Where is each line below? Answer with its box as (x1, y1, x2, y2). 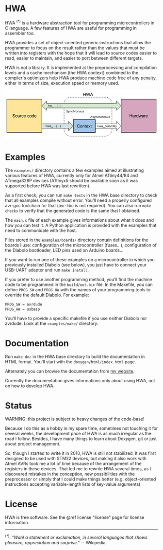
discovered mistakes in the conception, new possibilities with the (5, 471, 135, 477)
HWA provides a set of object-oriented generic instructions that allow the (5, 39, 151, 45)
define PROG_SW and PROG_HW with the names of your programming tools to (5, 287, 151, 293)
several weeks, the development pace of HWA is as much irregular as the (5, 431, 152, 437)
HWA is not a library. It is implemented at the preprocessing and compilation (5, 64, 157, 71)
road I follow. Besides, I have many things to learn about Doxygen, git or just (5, 436, 157, 442)
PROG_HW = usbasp (5, 307, 40, 312)
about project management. (5, 441, 61, 447)
